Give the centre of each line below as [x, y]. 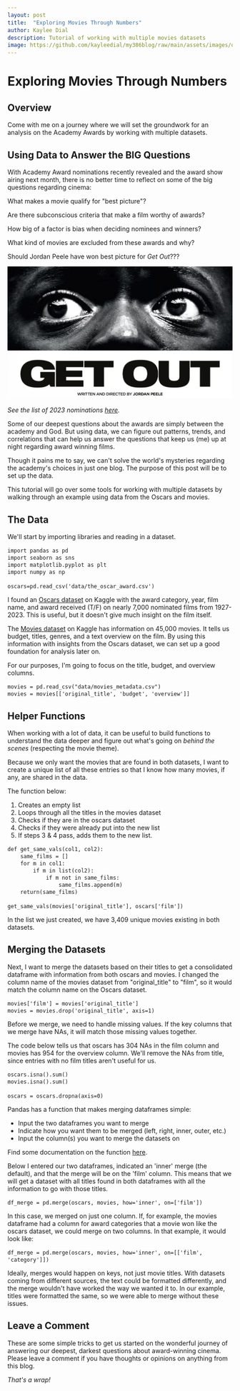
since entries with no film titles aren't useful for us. [82, 1060]
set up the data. [30, 476]
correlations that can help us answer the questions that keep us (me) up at [117, 439]
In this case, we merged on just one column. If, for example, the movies [112, 1216]
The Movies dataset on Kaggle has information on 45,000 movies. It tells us [119, 629]
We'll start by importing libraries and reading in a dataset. [92, 537]
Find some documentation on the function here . [77, 1152]
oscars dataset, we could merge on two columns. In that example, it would [117, 1231]
